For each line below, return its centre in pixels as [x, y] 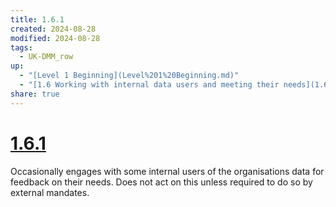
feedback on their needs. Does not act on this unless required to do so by [161, 182]
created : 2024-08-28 [53, 29]
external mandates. [50, 192]
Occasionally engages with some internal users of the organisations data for [167, 171]
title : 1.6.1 [37, 19]
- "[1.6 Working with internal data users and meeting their [149, 85]
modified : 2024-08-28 [55, 38]
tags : [21, 47]
